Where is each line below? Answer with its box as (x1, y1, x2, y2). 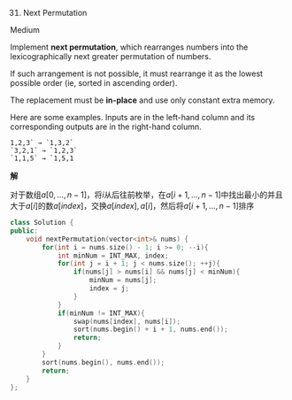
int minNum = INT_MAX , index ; (57, 251, 169, 260)
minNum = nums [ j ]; (88, 276, 158, 285)
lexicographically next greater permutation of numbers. (10, 51, 211, 61)
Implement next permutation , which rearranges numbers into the (10, 42, 249, 52)
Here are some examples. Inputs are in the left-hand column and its (10, 112, 256, 122)
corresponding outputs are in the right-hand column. (10, 121, 202, 132)
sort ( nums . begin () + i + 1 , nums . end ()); (73, 325, 228, 335)
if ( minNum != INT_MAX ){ (57, 309, 145, 318)
